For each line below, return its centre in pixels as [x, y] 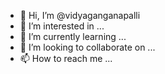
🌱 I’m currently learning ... [73, 36]
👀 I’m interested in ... [62, 26]
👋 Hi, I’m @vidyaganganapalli [80, 15]
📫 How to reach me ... [66, 58]
